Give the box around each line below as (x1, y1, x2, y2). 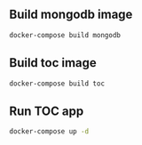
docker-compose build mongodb (9, 30, 122, 39)
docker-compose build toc (9, 79, 105, 88)
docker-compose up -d (9, 127, 90, 136)
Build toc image (9, 55, 98, 70)
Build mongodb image (9, 7, 133, 22)
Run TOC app (9, 103, 84, 118)
